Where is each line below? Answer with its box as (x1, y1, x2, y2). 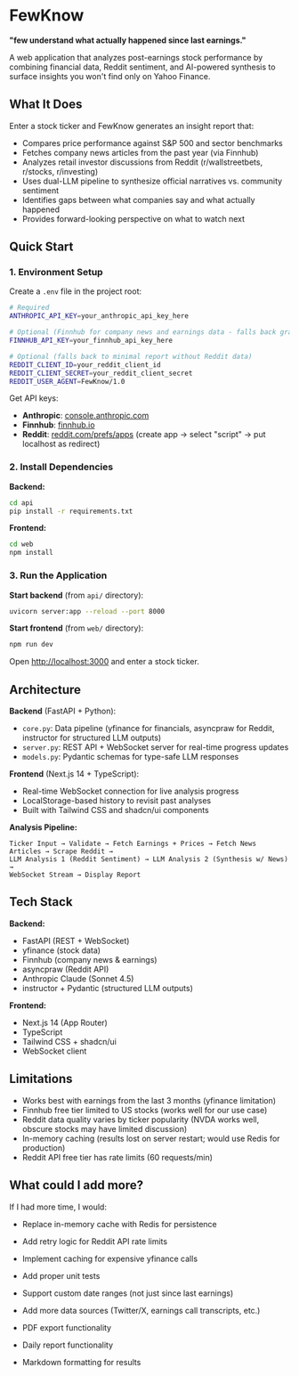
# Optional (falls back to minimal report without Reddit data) (9, 352, 253, 361)
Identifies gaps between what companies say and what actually (21, 194, 255, 205)
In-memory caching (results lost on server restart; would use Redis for (21, 1133, 280, 1144)
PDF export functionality (21, 1322, 112, 1332)
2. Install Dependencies (9, 460, 114, 473)
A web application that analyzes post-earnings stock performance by (9, 52, 263, 62)
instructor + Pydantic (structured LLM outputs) (21, 982, 194, 993)
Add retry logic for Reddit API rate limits (21, 1235, 167, 1247)
